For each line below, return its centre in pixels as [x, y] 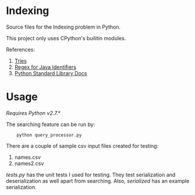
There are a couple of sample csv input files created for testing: [82, 146]
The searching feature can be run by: [51, 124]
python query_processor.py [49, 135]
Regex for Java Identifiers [45, 67]
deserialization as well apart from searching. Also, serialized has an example [98, 181]
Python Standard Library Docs [51, 73]
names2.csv [29, 163]
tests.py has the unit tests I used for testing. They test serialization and [91, 175]
